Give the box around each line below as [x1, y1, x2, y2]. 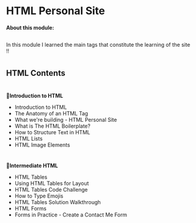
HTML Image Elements [14, 141, 70, 148]
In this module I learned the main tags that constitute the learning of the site [6, 41, 191, 49]
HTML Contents [6, 68, 66, 78]
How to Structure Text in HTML [14, 128, 90, 135]
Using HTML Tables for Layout [14, 179, 89, 187]
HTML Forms [14, 205, 47, 212]
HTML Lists [14, 135, 43, 142]
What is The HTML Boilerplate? [14, 122, 90, 130]
